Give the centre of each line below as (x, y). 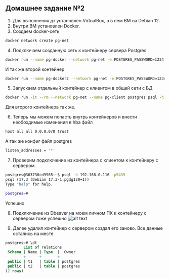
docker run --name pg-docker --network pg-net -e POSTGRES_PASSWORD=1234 (85, 59)
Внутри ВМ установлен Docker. (46, 26)
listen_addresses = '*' (30, 151)
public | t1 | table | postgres (44, 262)
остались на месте (33, 233)
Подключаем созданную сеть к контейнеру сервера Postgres (79, 50)
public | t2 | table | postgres (44, 266)
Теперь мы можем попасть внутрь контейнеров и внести (75, 117)
